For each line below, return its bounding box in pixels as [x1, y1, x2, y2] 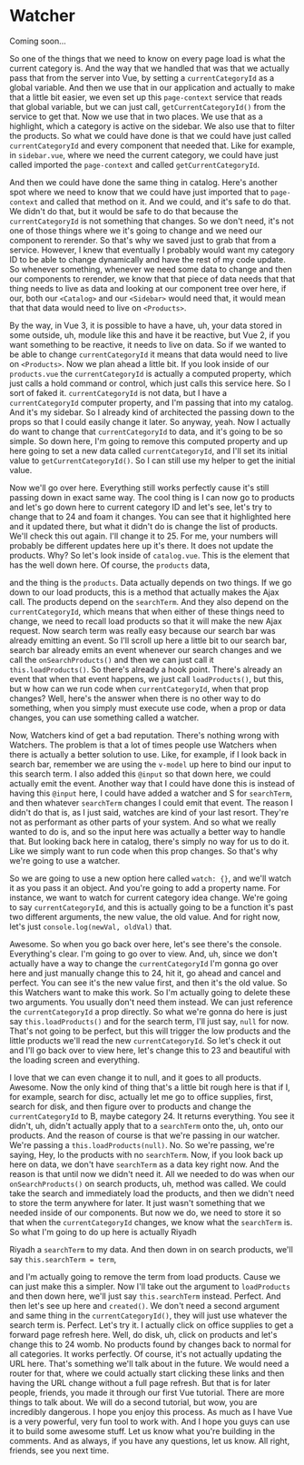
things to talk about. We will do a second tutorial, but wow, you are [9, 1396, 258, 1408]
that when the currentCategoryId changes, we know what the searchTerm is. [9, 1216, 293, 1227]
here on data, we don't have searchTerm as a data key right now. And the [9, 1159, 279, 1170]
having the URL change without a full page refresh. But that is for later [9, 1377, 271, 1388]
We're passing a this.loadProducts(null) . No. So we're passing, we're [9, 1139, 275, 1150]
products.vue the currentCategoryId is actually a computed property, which [9, 368, 292, 379]
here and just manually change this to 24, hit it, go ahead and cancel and [9, 967, 281, 978]
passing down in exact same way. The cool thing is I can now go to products [9, 491, 295, 502]
